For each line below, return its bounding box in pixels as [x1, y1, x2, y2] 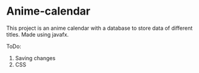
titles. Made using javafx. [6, 30, 69, 38]
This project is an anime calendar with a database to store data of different [6, 24, 193, 32]
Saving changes [15, 54, 56, 61]
